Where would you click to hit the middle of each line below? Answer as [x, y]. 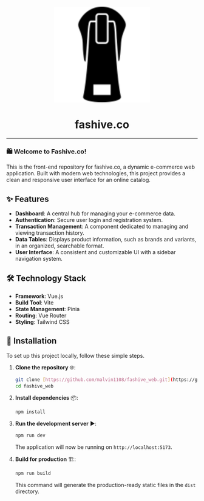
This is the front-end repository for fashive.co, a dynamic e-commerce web [101, 167]
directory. [27, 491]
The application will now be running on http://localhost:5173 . [93, 447]
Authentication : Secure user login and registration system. [89, 220]
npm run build [33, 474]
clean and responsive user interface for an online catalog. [78, 180]
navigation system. [39, 259]
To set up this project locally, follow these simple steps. [75, 355]
